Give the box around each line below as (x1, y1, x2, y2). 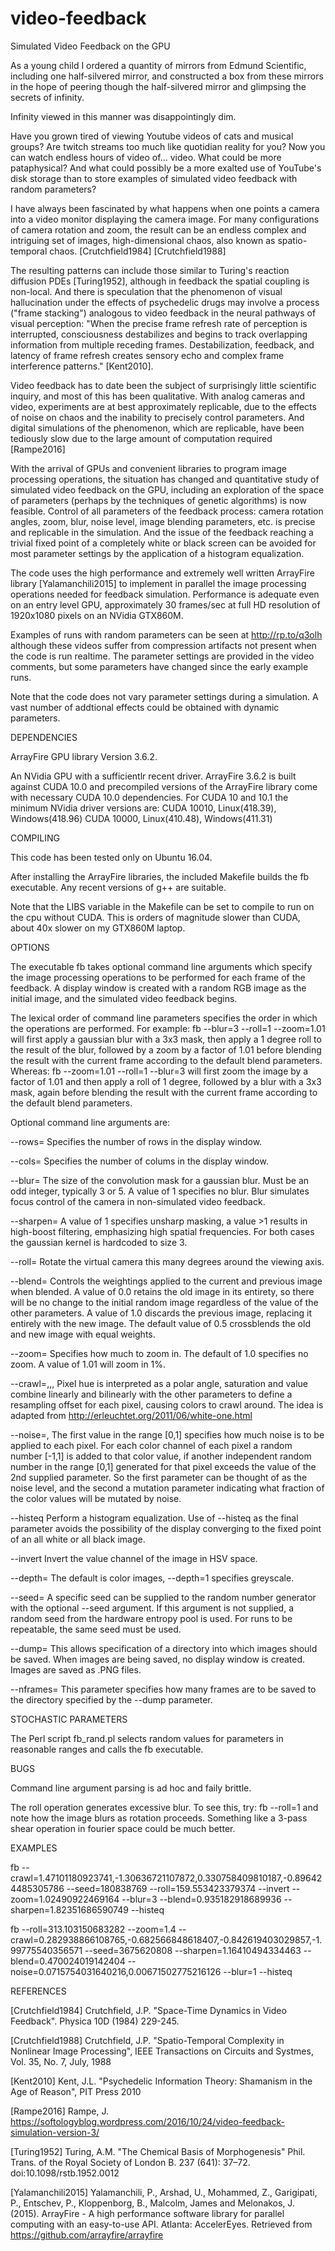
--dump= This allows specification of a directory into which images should (10, 1642, 318, 1654)
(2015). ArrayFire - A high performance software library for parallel (10, 2207, 285, 2219)
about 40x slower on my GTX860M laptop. (10, 922, 186, 934)
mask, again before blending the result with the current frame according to (10, 1086, 318, 1098)
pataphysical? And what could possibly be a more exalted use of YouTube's (10, 162, 322, 174)
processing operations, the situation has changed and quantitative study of (10, 473, 320, 485)
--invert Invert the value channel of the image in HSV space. (10, 1552, 258, 1564)
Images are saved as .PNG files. (10, 1663, 142, 1676)
